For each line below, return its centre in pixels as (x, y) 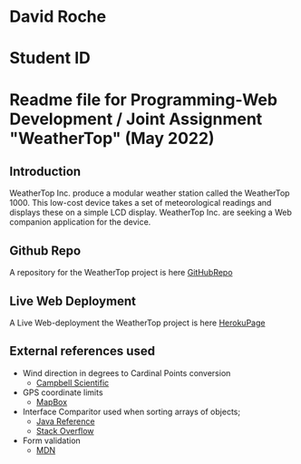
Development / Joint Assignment (136, 119)
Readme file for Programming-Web (144, 99)
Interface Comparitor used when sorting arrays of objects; (131, 411)
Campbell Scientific (73, 382)
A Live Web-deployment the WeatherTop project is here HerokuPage (137, 323)
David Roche (58, 17)
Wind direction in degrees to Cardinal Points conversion (126, 372)
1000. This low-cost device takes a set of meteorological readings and (141, 203)
